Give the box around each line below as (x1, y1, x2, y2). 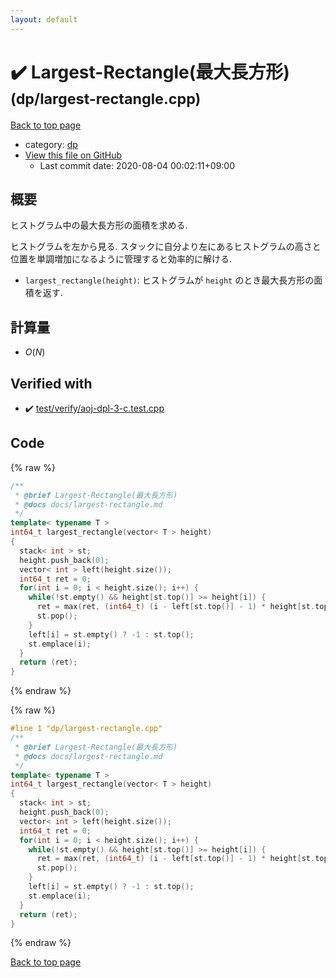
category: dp (24, 138, 78, 150)
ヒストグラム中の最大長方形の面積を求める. (10, 219, 188, 231)
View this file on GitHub (24, 149, 123, 161)
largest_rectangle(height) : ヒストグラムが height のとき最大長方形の (24, 274, 315, 286)
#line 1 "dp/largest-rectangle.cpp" (10, 724, 163, 734)
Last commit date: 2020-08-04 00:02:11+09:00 (39, 159, 236, 171)
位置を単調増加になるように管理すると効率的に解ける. (10, 253, 233, 265)
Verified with (10, 375, 93, 392)
